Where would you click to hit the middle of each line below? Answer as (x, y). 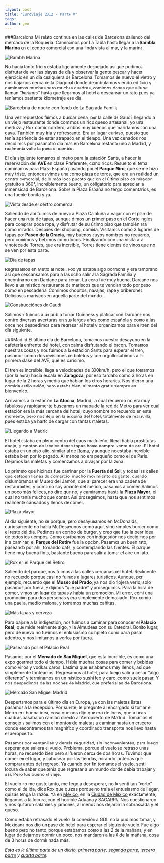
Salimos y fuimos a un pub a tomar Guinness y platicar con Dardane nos (78, 315)
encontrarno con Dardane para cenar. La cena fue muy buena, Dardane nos (82, 280)
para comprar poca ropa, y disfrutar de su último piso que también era (76, 224)
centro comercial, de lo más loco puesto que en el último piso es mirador (79, 179)
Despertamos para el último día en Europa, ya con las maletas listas (73, 702)
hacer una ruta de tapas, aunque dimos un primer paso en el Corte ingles (79, 219)
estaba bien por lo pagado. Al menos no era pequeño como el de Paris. (77, 456)
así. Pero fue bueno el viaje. (33, 774)
